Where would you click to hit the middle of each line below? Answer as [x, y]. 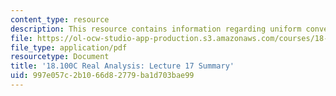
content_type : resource [60, 19]
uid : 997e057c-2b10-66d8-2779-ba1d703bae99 [102, 76]
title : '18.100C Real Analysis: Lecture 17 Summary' [122, 66]
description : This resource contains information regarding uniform [156, 29]
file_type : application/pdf [69, 47]
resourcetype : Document [60, 57]
